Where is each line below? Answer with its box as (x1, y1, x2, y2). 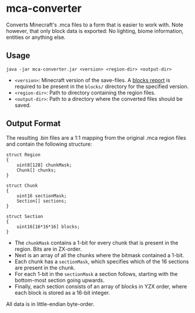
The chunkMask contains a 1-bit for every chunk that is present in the (14, 239, 179, 246)
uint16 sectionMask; (16, 193, 67, 198)
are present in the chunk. (14, 264, 76, 271)
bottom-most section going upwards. (14, 277, 105, 284)
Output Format (6, 119, 61, 129)
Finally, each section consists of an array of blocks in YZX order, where (14, 282, 187, 290)
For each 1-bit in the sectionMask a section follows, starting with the (14, 270, 178, 277)
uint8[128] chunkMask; (16, 162, 72, 168)
